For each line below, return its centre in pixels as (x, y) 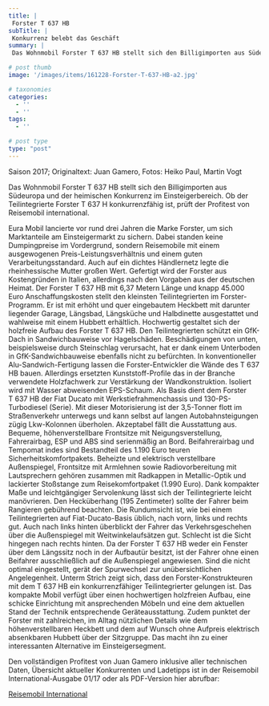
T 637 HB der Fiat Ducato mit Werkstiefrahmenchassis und (105, 399)
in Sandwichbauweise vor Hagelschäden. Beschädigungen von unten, (143, 339)
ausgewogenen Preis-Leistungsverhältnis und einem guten (105, 254)
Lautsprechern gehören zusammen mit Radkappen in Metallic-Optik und (127, 475)
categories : (28, 97)
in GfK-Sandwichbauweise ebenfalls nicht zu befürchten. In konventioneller (132, 356)
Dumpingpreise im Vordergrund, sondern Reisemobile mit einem (114, 245)
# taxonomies (30, 89)
